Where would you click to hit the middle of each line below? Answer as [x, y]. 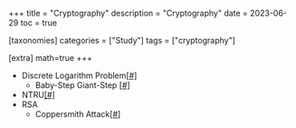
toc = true [39, 23]
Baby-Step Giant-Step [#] [82, 85]
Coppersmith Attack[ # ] [78, 114]
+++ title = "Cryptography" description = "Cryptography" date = [128, 13]
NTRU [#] [38, 95]
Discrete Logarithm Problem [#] [79, 75]
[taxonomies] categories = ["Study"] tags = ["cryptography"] [122, 40]
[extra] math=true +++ [50, 58]
